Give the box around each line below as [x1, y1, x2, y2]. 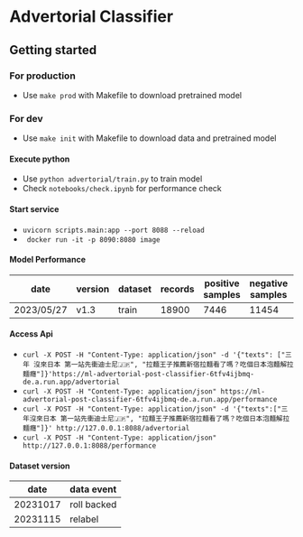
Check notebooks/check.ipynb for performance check [22, 183, 223, 194]
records [160, 282, 195, 295]
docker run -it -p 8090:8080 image [26, 235, 161, 245]
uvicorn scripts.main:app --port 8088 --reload [22, 226, 205, 235]
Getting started [9, 42, 97, 58]
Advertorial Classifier [9, 6, 174, 27]
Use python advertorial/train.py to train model [22, 173, 203, 184]
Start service [9, 203, 60, 214]
